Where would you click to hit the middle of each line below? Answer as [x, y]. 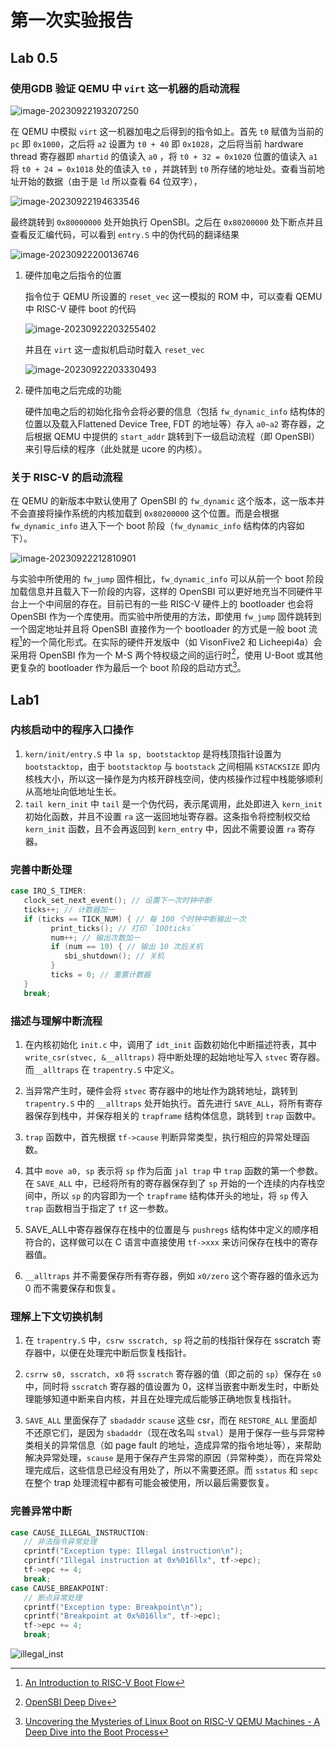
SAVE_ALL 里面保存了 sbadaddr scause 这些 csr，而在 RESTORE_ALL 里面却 [171, 1420]
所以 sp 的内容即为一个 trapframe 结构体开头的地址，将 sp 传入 [180, 1195]
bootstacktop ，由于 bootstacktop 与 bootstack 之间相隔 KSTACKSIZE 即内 [172, 766]
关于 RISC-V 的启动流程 [66, 477]
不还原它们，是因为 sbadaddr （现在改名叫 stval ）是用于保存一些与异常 [170, 1433]
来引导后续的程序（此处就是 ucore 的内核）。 [116, 448]
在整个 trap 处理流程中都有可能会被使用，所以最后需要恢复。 [149, 1483]
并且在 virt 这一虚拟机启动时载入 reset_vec [114, 349]
